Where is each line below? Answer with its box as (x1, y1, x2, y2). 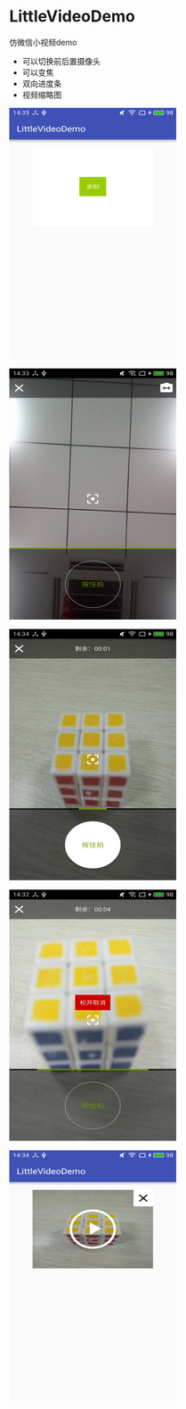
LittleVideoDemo (9, 6, 135, 27)
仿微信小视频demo (9, 37, 77, 47)
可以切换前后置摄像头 (21, 55, 101, 66)
